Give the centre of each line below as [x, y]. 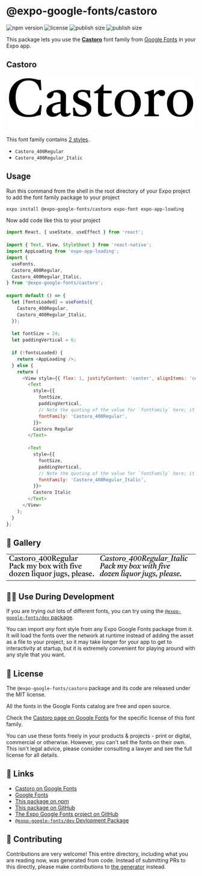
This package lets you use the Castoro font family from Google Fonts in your [101, 39]
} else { [23, 365]
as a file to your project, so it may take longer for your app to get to [89, 642]
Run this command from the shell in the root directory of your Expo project [98, 191]
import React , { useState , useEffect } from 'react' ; [75, 232]
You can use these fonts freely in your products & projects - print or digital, [99, 736]
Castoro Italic [52, 492]
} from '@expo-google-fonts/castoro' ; [55, 283]
